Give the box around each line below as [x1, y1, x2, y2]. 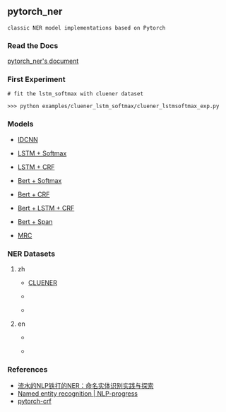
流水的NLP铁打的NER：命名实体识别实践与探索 [17, 382, 154, 390]
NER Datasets [7, 249, 55, 259]
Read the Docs [7, 40, 59, 50]
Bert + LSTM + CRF [17, 204, 75, 212]
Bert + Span [17, 217, 53, 225]
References [7, 364, 48, 374]
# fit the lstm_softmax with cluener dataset [7, 90, 143, 98]
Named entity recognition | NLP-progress [17, 389, 138, 398]
